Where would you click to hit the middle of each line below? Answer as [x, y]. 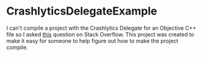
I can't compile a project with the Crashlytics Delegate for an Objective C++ [101, 28]
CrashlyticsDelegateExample [82, 11]
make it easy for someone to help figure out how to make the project [92, 41]
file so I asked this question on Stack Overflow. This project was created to [100, 34]
